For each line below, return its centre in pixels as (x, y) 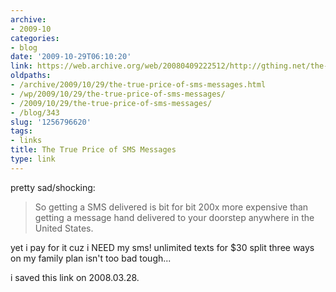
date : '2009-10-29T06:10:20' (71, 57)
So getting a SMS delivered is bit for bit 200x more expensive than (171, 207)
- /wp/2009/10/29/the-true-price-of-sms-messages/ (118, 94)
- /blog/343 (35, 112)
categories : (35, 38)
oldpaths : (31, 76)
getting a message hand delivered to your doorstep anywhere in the (174, 217)
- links (26, 141)
